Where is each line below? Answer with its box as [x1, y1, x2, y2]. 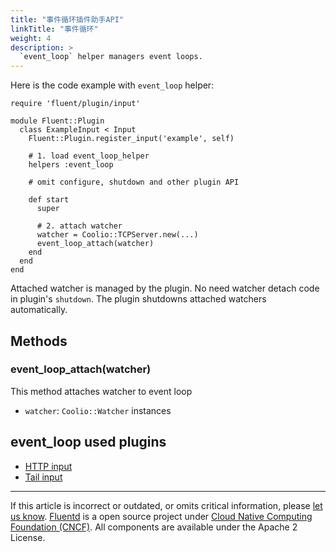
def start [28, 195, 70, 205]
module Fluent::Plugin [10, 116, 105, 126]
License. [10, 531, 46, 543]
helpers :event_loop [28, 160, 114, 170]
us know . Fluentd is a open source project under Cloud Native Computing [10, 510, 313, 522]
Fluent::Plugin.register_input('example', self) [28, 134, 235, 144]
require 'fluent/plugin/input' [10, 99, 141, 109]
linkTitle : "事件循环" [10, 24, 99, 34]
